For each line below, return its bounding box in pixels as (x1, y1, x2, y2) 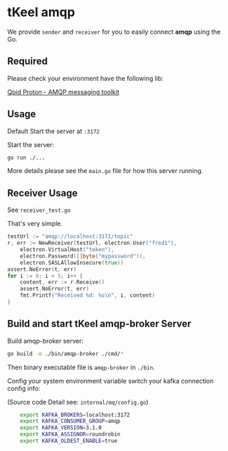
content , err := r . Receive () (20, 279, 105, 286)
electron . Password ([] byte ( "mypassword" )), (20, 253, 146, 260)
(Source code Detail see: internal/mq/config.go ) (7, 398, 149, 406)
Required (7, 56, 48, 68)
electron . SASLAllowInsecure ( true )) (20, 259, 124, 266)
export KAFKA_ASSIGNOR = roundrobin (20, 431, 121, 438)
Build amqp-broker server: (7, 336, 84, 345)
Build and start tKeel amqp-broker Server (7, 318, 192, 330)
